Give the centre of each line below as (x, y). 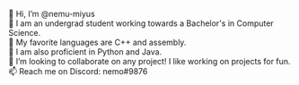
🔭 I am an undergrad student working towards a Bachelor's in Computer (141, 23)
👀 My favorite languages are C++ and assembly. (97, 42)
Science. (25, 33)
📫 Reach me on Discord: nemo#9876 (78, 71)
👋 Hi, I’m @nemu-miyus (52, 14)
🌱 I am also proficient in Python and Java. (85, 52)
